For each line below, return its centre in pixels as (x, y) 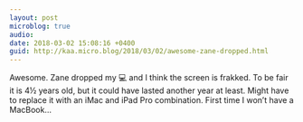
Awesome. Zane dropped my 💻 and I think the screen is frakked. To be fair (149, 78)
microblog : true (40, 26)
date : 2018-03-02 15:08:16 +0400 (72, 43)
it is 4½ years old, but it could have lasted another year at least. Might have (149, 90)
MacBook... (31, 110)
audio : (22, 34)
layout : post (34, 18)
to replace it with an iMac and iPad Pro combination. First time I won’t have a (151, 100)
